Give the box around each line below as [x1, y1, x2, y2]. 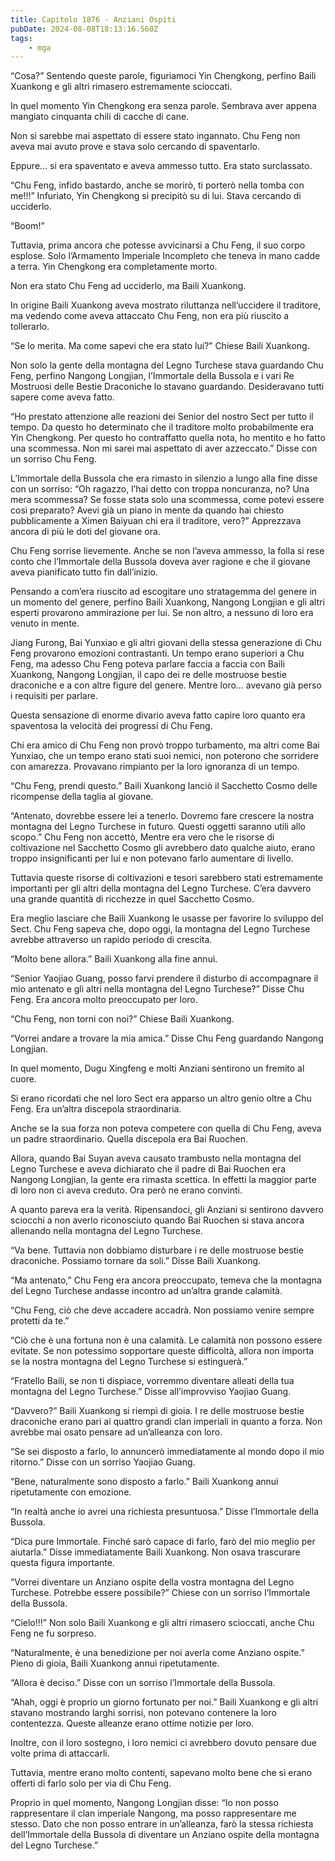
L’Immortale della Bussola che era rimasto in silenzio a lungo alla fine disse [10, 472, 318, 485]
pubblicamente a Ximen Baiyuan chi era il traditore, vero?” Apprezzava [10, 515, 302, 527]
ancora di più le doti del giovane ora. [10, 526, 161, 538]
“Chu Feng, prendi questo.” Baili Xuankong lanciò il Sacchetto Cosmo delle [10, 780, 318, 792]
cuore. [10, 1073, 37, 1085]
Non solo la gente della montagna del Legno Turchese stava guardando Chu [10, 359, 324, 371]
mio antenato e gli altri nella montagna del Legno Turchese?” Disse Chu [10, 983, 305, 995]
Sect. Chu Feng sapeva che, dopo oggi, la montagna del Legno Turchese [10, 923, 311, 935]
